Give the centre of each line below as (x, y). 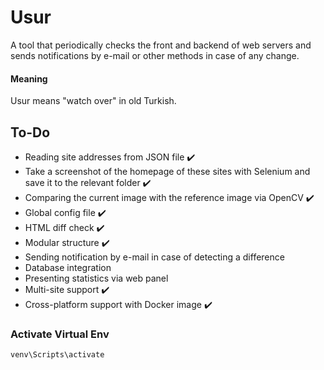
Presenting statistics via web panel (96, 278)
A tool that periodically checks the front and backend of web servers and (161, 45)
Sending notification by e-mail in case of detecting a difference (154, 257)
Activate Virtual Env (60, 334)
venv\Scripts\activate (57, 355)
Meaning (29, 78)
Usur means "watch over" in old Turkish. (93, 101)
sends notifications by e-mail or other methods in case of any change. (155, 55)
